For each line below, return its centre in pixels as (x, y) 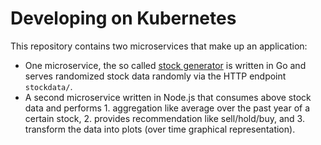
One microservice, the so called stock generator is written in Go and (165, 65)
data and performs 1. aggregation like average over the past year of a (167, 108)
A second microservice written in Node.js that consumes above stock (168, 97)
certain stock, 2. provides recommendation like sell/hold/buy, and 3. (164, 118)
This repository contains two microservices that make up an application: (159, 46)
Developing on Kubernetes (123, 18)
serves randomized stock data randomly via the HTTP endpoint (155, 76)
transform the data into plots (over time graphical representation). (160, 129)
